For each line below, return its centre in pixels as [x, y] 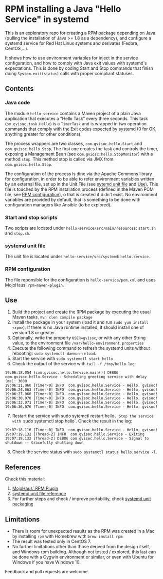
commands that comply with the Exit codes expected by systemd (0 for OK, [81, 129]
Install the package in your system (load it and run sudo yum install [80, 322]
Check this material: [25, 479]
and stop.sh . [18, 233]
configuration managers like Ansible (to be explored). [58, 205]
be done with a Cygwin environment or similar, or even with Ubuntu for [83, 557]
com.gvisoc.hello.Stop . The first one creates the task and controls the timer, [82, 149]
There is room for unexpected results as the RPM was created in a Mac [83, 531]
